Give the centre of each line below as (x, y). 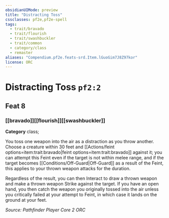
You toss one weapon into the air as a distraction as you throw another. (80, 142)
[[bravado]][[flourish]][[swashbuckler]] (55, 120)
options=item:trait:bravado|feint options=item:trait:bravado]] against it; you (84, 152)
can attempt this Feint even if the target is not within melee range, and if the (84, 158)
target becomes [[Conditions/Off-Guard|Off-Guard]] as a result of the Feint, (84, 163)
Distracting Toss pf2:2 (53, 87)
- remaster (21, 52)
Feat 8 (15, 106)
